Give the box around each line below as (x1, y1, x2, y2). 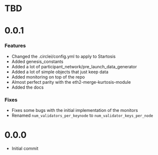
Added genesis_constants (11, 59, 63, 64)
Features (4, 42, 26, 49)
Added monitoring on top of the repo (11, 74, 85, 80)
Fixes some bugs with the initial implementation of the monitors (11, 107, 138, 113)
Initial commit (11, 145, 39, 151)
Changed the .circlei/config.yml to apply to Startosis (11, 53, 116, 59)
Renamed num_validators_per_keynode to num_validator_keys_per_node (11, 112, 153, 118)
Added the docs (11, 84, 44, 90)
